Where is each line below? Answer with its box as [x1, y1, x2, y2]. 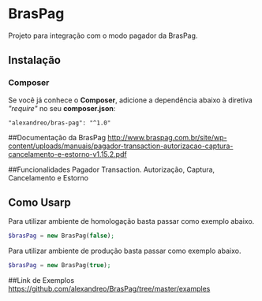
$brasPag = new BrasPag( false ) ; [8, 232, 114, 240]
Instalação [8, 54, 62, 67]
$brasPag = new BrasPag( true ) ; [8, 262, 111, 269]
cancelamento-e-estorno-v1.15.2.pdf [8, 149, 128, 158]
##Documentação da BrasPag [8, 132, 107, 142]
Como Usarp [8, 196, 71, 210]
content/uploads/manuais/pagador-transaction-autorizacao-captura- [8, 141, 234, 150]
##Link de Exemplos [8, 276, 75, 285]
